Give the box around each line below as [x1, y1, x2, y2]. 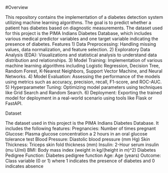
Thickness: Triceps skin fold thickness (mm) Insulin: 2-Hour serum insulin [5, 142, 159, 148]
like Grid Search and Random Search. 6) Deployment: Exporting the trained [5, 90, 162, 95]
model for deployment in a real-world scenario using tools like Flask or [5, 95, 153, 101]
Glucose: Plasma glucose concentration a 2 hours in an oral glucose [5, 131, 148, 136]
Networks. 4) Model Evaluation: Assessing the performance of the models [5, 74, 160, 79]
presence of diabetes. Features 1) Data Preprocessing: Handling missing [5, 41, 156, 47]
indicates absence [5, 163, 44, 169]
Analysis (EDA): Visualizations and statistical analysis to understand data [5, 52, 157, 58]
